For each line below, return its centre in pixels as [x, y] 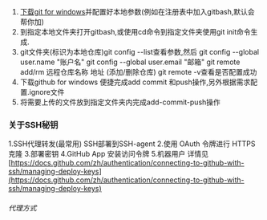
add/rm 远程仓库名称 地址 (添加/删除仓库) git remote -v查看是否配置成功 [138, 72]
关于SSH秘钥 [33, 124]
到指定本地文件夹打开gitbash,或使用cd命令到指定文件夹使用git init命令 [135, 32]
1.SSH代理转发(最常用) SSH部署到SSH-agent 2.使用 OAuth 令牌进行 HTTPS [132, 144]
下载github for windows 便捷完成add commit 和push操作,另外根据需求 [135, 82]
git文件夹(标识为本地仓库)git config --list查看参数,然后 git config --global [139, 52]
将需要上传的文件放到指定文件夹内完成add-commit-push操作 [120, 102]
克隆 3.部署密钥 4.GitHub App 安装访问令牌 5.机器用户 [97, 154]
